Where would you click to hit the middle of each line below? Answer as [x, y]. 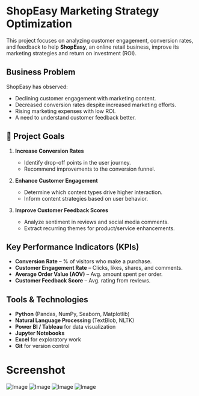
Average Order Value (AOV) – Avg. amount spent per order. [89, 274]
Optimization [39, 24]
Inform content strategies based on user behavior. [86, 198]
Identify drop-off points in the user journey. [77, 162]
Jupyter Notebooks [40, 333]
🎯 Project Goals [35, 136]
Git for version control [42, 346]
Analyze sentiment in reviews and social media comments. [96, 222]
